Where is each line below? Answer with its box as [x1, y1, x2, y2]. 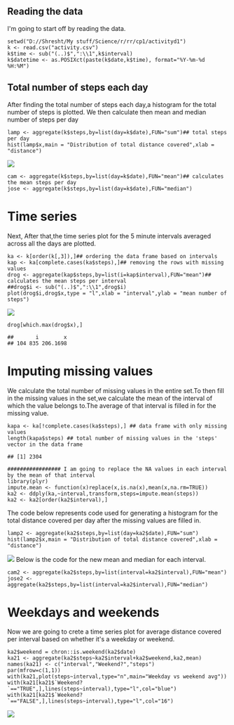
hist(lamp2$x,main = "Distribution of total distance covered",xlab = [7, 536, 218, 543]
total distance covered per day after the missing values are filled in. [7, 516, 201, 525]
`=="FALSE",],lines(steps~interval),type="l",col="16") [7, 698, 174, 705]
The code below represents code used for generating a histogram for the [7, 508, 219, 517]
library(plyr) [7, 477, 49, 485]
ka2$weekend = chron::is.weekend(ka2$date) [7, 648, 137, 656]
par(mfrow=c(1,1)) [7, 667, 61, 674]
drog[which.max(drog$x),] [7, 321, 83, 328]
